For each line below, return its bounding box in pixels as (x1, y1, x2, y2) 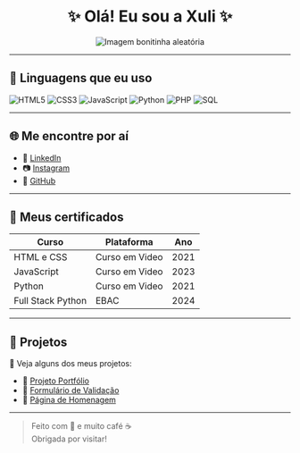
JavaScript (13, 265, 60, 278)
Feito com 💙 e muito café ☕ (30, 421, 132, 432)
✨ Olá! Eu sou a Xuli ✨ (67, 6, 233, 27)
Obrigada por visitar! (30, 433, 107, 444)
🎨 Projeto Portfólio (21, 375, 89, 386)
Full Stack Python (13, 295, 87, 307)
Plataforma (104, 236, 154, 248)
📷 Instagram (21, 163, 70, 173)
